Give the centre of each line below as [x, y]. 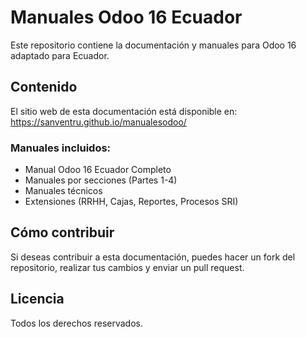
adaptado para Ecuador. [60, 55]
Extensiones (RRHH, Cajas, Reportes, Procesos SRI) [131, 202]
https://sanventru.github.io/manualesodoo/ [98, 122]
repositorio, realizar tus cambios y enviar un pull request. [127, 267]
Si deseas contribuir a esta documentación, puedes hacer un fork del [153, 257]
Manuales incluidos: [61, 148]
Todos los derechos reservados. [76, 323]
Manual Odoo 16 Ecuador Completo [98, 170]
